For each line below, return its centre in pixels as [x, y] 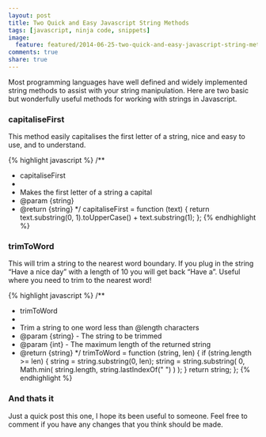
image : [19, 38]
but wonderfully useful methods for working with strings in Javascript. [123, 99]
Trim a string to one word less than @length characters [109, 328]
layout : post [30, 15]
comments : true [33, 52]
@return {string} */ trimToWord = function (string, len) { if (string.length [135, 353]
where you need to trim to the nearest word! [80, 281]
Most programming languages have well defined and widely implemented [128, 82]
